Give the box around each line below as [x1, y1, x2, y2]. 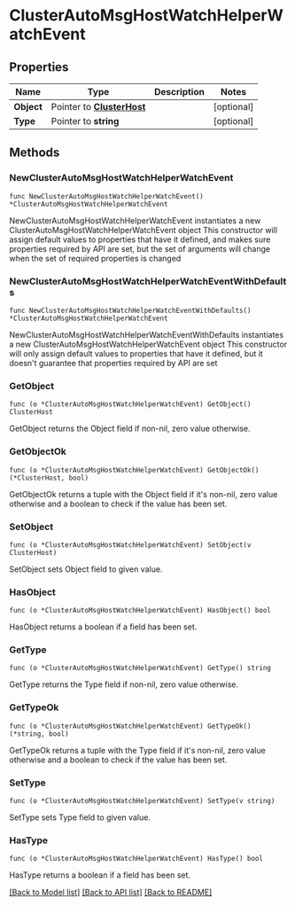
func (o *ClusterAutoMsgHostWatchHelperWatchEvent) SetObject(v [9, 540, 252, 550]
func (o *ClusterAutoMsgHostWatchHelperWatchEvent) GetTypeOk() [9, 722, 252, 730]
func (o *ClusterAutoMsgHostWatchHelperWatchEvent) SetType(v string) [9, 797, 276, 806]
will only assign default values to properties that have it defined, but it [9, 348, 263, 359]
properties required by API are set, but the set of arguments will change [9, 243, 271, 254]
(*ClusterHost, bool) [9, 473, 89, 482]
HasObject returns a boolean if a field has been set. [9, 621, 198, 632]
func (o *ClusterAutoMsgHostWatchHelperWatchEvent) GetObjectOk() [9, 465, 260, 474]
